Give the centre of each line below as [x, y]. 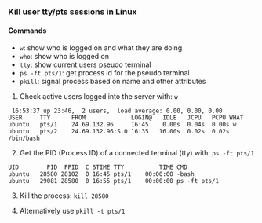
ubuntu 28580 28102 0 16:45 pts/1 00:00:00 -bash [101, 174]
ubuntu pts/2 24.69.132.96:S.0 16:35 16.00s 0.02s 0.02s [119, 132]
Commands [27, 31]
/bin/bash [24, 139]
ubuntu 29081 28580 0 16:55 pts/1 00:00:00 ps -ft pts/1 [114, 181]
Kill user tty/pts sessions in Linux [73, 12]
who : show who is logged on [64, 57]
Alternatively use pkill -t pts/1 [72, 211]
